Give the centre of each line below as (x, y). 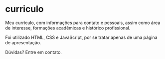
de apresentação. (23, 42)
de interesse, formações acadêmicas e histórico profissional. (68, 28)
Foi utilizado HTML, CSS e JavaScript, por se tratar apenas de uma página (82, 37)
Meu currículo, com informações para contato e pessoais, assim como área (83, 23)
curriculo (24, 9)
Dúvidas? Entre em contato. (34, 52)
